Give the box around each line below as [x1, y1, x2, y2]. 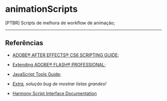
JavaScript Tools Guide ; [12, 71, 62, 77]
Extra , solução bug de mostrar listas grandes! [12, 81, 107, 87]
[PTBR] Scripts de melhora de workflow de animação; [5, 20, 115, 26]
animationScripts [5, 3, 78, 15]
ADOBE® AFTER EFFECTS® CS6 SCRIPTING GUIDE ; [12, 52, 119, 58]
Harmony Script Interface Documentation [12, 90, 97, 96]
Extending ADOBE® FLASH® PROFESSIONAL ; [12, 61, 106, 67]
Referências [5, 39, 44, 48]
